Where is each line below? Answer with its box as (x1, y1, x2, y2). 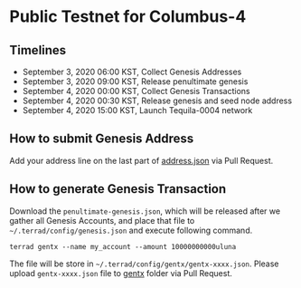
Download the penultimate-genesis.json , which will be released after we (9, 206, 281, 216)
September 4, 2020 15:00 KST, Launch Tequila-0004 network (22, 105, 253, 115)
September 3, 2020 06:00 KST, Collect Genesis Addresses (22, 66, 242, 77)
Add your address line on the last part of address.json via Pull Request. (9, 155, 274, 166)
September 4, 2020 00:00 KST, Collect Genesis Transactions (22, 86, 250, 96)
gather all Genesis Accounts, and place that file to (9, 215, 195, 226)
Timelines (9, 43, 67, 58)
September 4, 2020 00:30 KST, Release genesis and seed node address (22, 95, 292, 106)
